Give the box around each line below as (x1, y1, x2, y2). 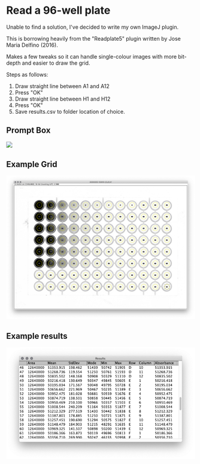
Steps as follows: (6, 71, 49, 78)
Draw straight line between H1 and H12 (14, 95, 111, 102)
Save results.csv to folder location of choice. (14, 108, 126, 115)
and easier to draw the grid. (22, 59, 90, 66)
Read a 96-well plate (6, 4, 111, 17)
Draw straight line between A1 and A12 (14, 82, 110, 90)
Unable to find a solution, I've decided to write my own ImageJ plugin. (6, 23, 178, 31)
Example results (6, 330, 68, 341)
